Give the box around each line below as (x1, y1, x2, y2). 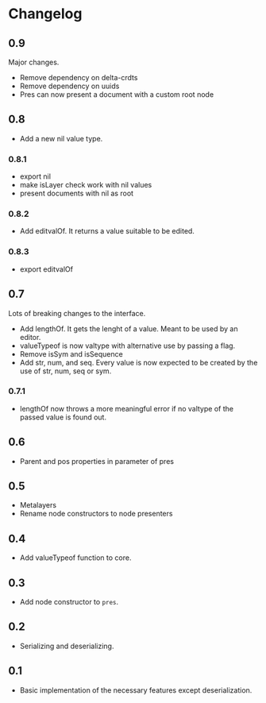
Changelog (8, 5, 83, 23)
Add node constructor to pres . (19, 597, 119, 607)
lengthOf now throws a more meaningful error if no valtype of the (19, 404, 234, 413)
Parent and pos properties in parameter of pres (19, 456, 175, 465)
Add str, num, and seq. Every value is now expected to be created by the (19, 357, 258, 367)
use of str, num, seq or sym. (19, 366, 112, 376)
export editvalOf (19, 264, 74, 274)
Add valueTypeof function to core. (19, 553, 132, 562)
